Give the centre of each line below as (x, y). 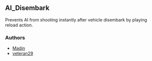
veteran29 (23, 54)
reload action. (19, 25)
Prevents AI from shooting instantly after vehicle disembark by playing (76, 20)
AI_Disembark (27, 8)
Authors (15, 38)
